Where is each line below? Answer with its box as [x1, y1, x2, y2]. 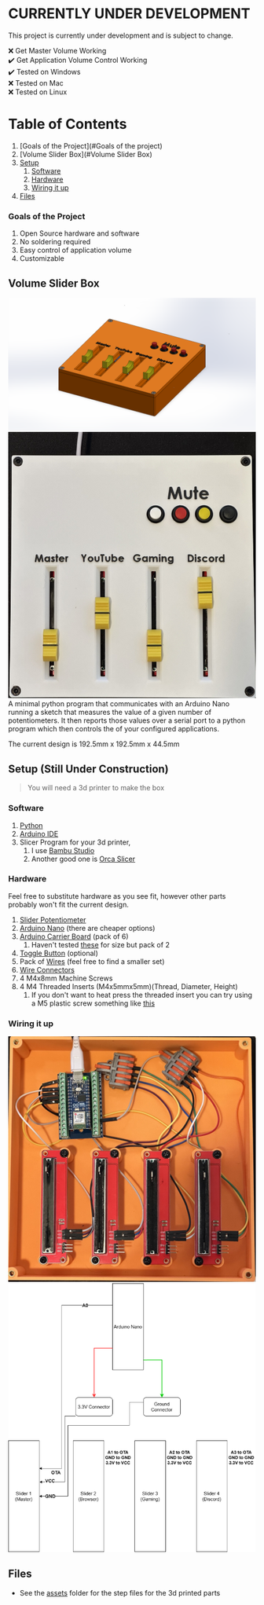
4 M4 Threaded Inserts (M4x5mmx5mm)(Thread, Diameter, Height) [19, 981, 238, 991]
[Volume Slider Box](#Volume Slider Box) [19, 149, 153, 159]
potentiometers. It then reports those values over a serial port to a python [8, 716, 246, 725]
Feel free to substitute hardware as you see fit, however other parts [8, 891, 226, 900]
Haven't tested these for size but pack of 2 [31, 940, 170, 949]
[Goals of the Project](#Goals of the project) [19, 141, 163, 150]
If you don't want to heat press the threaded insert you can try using [31, 990, 253, 999]
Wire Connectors [19, 965, 75, 974]
